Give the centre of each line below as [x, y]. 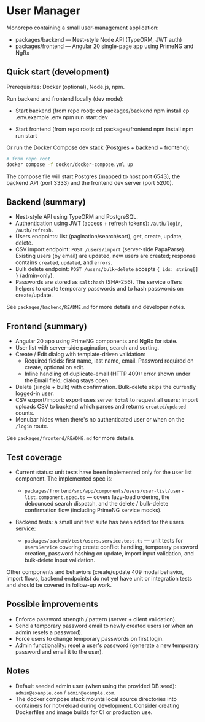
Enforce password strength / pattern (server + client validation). [96, 619]
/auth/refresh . [34, 230]
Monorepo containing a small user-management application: [83, 28]
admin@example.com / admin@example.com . [65, 693]
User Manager [44, 11]
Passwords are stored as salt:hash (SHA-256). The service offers [99, 282]
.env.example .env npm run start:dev [62, 117]
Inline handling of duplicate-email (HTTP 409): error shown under [107, 374]
